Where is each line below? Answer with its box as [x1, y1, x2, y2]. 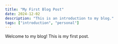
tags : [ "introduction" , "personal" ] [5, 20, 79, 25]
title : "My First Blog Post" [5, 7, 64, 12]
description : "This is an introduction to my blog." [5, 16, 114, 21]
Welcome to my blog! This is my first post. [5, 33, 89, 39]
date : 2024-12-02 [5, 11, 40, 16]
